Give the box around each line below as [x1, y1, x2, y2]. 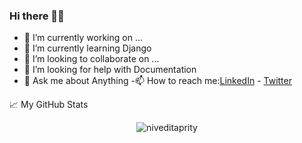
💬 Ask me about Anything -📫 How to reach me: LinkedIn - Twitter [23, 75, 292, 87]
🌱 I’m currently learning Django [23, 42, 152, 54]
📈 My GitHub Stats [9, 99, 89, 111]
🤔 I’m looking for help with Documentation [23, 64, 197, 76]
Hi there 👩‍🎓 [9, 9, 65, 23]
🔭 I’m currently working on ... [23, 32, 143, 44]
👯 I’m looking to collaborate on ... [23, 53, 160, 65]
